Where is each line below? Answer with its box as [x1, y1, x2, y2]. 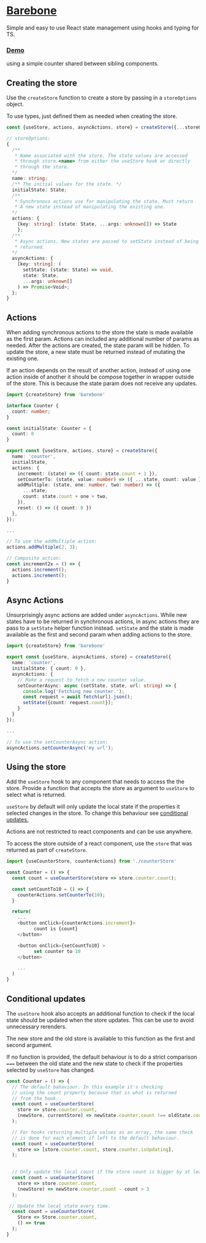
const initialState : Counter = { [6, 425, 92, 431]
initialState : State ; [12, 187, 67, 193]
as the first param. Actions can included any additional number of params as [6, 335, 200, 343]
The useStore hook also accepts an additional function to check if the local [6, 1010, 195, 1017]
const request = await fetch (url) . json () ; [22, 694, 133, 700]
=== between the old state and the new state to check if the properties [6, 1059, 183, 1067]
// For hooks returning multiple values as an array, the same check [12, 1129, 193, 1135]
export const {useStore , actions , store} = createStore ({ [6, 448, 158, 454]
